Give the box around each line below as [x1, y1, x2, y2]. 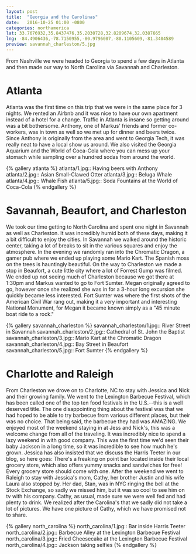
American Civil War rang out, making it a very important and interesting [6, 298, 177, 305]
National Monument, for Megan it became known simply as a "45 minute [6, 304, 180, 311]
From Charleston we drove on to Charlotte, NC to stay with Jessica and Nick [6, 386, 190, 393]
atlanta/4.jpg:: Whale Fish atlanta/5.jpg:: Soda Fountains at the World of [6, 177, 178, 184]
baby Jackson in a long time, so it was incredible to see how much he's [6, 443, 178, 450]
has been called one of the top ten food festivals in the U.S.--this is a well [6, 399, 183, 406]
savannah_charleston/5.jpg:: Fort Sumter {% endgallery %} [6, 346, 148, 354]
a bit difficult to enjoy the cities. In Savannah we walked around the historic [6, 236, 187, 243]
